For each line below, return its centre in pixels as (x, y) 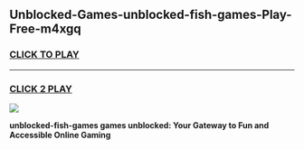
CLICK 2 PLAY (41, 88)
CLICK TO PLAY (44, 55)
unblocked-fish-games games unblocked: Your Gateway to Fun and (139, 125)
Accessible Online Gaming (60, 135)
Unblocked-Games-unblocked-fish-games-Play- (151, 15)
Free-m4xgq (45, 29)
